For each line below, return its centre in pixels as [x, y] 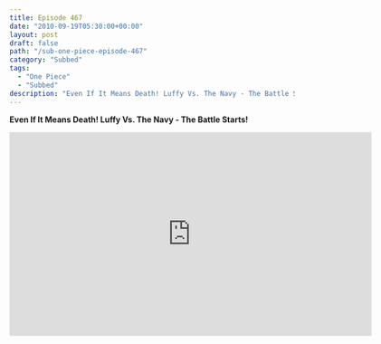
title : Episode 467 [46, 18]
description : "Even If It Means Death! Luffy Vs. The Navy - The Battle [149, 93]
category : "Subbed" [46, 60]
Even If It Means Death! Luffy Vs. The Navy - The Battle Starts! [129, 119]
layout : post [34, 34]
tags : [19, 69]
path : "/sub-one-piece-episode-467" [78, 52]
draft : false [34, 43]
